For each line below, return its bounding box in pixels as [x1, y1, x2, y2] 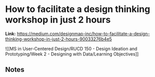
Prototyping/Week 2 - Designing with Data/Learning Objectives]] [5, 51, 139, 57]
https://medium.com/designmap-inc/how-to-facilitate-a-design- [17, 30, 150, 36]
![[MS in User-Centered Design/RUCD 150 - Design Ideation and [5, 45, 137, 51]
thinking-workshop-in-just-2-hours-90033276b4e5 [5, 36, 112, 42]
